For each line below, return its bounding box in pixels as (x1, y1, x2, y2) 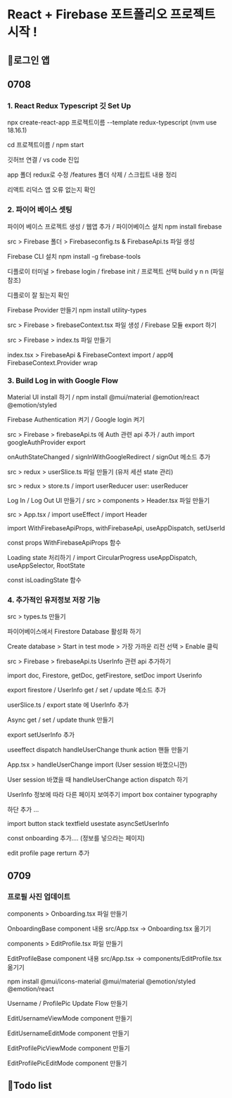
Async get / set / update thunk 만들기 (7, 715, 114, 724)
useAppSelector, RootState (7, 561, 86, 570)
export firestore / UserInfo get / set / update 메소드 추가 (7, 686, 167, 694)
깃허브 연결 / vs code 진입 (7, 155, 79, 164)
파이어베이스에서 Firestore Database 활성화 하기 (7, 627, 142, 636)
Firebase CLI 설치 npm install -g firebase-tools (7, 252, 141, 260)
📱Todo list (7, 1080, 52, 1092)
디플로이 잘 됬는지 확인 (7, 291, 70, 299)
